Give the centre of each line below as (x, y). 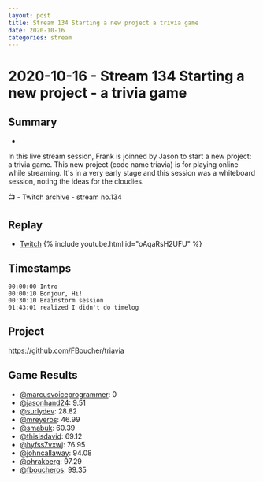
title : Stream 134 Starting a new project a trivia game (104, 23)
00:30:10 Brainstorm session (56, 300)
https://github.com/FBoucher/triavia (66, 350)
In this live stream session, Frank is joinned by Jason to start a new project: (130, 156)
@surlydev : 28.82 (48, 411)
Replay (26, 225)
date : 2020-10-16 (37, 30)
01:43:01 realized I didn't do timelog (74, 307)
